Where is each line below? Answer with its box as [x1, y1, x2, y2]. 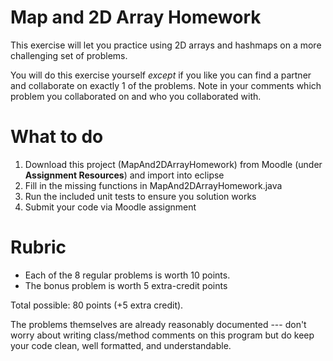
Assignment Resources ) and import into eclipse [24, 169, 225, 181]
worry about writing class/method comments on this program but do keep [10, 329, 315, 341]
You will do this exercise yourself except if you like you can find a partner [10, 69, 312, 81]
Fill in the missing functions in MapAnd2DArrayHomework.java [24, 179, 283, 191]
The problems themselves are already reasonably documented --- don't [10, 318, 307, 330]
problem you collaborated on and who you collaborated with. [10, 90, 262, 102]
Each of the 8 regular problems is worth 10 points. [24, 269, 231, 281]
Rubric [10, 236, 67, 259]
